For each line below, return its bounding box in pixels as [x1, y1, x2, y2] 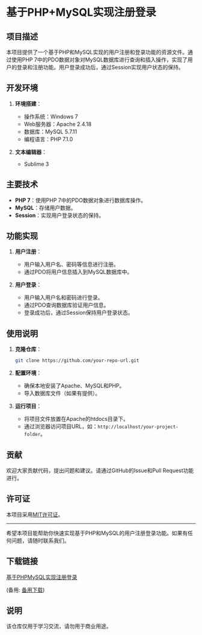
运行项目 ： [14, 402, 42, 410]
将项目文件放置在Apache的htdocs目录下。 [23, 415, 129, 423]
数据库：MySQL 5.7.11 [23, 128, 77, 135]
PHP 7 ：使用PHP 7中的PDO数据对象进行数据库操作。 [14, 197, 146, 204]
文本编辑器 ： [14, 148, 47, 156]
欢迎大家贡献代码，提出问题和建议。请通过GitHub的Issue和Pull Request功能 [6, 467, 194, 474]
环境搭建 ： [14, 100, 42, 107]
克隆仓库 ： [14, 346, 42, 353]
